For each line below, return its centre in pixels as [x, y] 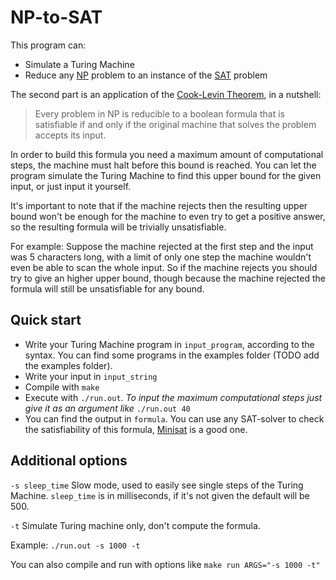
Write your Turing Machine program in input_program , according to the [169, 344]
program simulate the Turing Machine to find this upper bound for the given [166, 175]
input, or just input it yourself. [71, 186]
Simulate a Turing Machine [79, 64]
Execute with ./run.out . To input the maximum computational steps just [173, 397]
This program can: [48, 45]
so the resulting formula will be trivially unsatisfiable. [118, 227]
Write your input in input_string [91, 376]
